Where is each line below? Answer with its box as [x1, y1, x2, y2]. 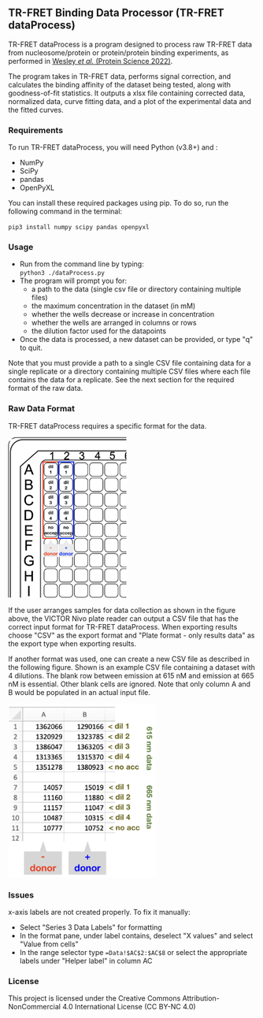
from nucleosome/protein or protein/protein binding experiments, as [8, 47, 229, 58]
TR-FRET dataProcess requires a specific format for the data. [8, 421, 207, 430]
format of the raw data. [8, 384, 83, 393]
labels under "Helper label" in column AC [19, 957, 153, 965]
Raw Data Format [8, 403, 76, 414]
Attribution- [182, 994, 220, 1003]
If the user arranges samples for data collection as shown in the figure [8, 605, 236, 615]
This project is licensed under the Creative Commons [8, 994, 181, 1003]
